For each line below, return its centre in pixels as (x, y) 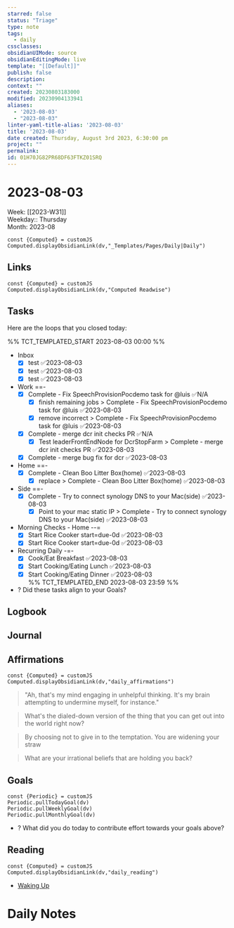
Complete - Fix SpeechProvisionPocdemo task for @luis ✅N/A (118, 394)
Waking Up (33, 885)
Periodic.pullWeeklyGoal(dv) (50, 808)
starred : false (30, 14)
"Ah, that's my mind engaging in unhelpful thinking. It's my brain (117, 695)
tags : (15, 33)
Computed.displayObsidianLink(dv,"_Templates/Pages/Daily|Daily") (106, 246)
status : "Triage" (33, 20)
